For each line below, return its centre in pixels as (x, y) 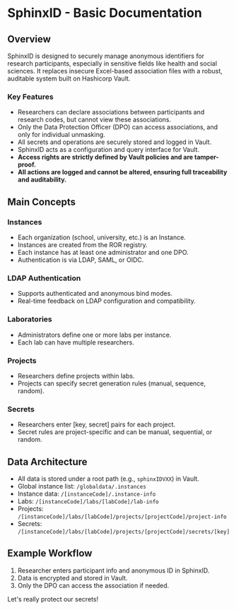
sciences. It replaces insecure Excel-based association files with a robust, (115, 71)
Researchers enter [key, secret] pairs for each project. (96, 424)
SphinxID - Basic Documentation (105, 13)
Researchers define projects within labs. (76, 376)
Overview (29, 39)
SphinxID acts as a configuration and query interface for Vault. (108, 150)
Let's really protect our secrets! (53, 599)
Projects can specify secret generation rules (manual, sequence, (112, 383)
